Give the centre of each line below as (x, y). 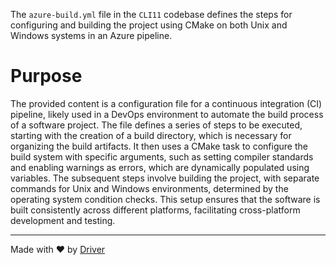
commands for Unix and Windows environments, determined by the (149, 188)
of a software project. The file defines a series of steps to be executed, (156, 125)
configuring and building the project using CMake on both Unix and (149, 25)
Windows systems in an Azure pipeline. (91, 35)
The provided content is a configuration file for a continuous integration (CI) (166, 103)
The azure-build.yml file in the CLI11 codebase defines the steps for (151, 14)
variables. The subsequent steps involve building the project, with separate (165, 178)
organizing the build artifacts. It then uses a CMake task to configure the (159, 146)
